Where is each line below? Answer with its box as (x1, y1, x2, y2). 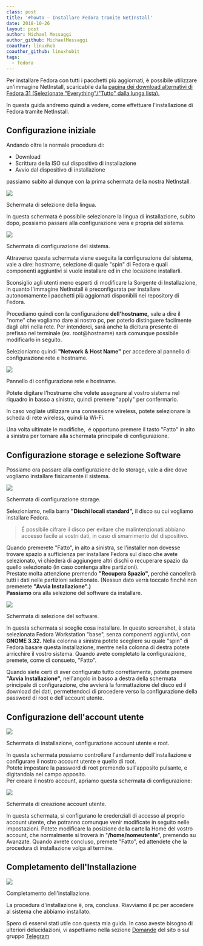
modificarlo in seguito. (6, 336, 62, 344)
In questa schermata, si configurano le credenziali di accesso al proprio (6, 812, 185, 819)
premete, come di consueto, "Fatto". (6, 656, 97, 664)
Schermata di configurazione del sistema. (6, 243, 110, 250)
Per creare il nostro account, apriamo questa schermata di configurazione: (6, 777, 193, 784)
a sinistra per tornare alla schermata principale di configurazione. (6, 433, 170, 440)
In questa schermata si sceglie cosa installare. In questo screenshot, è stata (6, 624, 196, 631)
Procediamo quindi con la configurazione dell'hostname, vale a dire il (6, 310, 181, 318)
